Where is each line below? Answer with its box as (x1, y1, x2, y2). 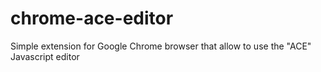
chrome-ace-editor (10, 7, 174, 30)
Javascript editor (10, 50, 80, 62)
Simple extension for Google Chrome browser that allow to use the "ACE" (10, 40, 312, 52)
